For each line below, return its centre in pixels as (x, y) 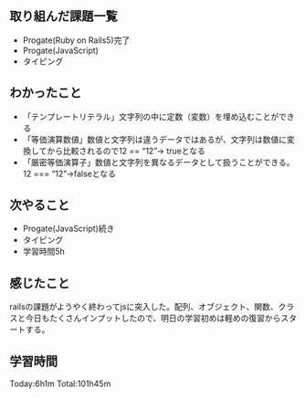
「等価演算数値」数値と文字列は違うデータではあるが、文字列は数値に (155, 139)
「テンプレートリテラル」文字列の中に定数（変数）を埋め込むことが (151, 116)
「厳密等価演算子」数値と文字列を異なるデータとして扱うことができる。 (158, 162)
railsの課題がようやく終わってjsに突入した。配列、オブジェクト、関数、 (144, 307)
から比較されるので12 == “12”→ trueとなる (126, 151)
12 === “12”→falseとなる (69, 173)
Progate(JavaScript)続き (68, 229)
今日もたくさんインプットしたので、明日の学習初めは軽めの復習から (153, 319)
